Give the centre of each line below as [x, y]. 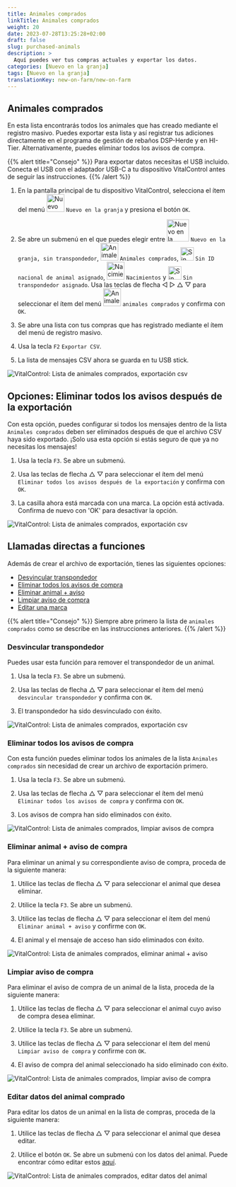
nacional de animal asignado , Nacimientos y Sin [105, 278]
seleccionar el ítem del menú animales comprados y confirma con [121, 304]
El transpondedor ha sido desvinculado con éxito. [90, 711]
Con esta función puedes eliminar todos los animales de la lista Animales [113, 759]
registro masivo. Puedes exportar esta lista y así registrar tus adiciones [111, 133]
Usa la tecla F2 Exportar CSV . [59, 346]
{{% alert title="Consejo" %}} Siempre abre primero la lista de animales [111, 621]
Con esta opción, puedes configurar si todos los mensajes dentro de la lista [117, 424]
